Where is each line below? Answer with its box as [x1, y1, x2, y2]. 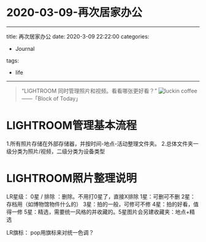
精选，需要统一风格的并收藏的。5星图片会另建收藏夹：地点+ [37, 208, 190, 215]
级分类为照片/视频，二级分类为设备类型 [6, 148, 105, 155]
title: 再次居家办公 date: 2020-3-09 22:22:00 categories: [6, 32, 150, 40]
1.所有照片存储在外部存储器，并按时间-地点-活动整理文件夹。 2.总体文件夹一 [6, 140, 199, 147]
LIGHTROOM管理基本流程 [6, 119, 137, 132]
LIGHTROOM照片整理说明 [6, 172, 137, 186]
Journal [15, 45, 35, 52]
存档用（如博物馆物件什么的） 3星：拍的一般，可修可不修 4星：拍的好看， [6, 200, 194, 208]
